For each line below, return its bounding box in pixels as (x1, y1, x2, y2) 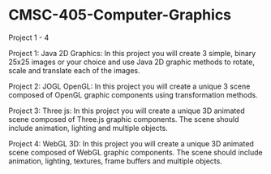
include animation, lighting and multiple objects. (8, 123, 168, 133)
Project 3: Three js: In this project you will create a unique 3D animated (8, 106, 245, 115)
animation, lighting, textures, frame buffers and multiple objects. (8, 156, 223, 166)
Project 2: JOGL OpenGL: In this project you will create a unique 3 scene (8, 81, 251, 91)
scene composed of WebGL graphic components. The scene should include (8, 147, 263, 157)
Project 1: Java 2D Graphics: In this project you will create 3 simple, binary (8, 48, 256, 58)
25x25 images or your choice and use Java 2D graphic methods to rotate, (8, 57, 256, 67)
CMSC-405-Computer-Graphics (8, 6, 232, 24)
